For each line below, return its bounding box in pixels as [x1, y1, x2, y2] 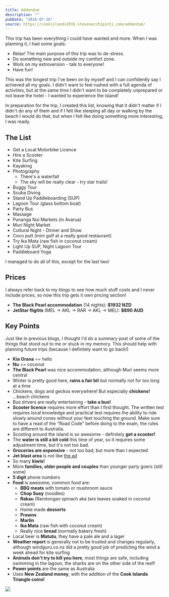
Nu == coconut [12, 361, 44, 367]
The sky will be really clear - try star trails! [20, 179, 108, 185]
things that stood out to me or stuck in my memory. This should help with [5, 340, 157, 347]
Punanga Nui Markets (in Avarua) [12, 217, 82, 223]
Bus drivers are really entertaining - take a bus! [12, 399, 111, 405]
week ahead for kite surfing [12, 549, 70, 556]
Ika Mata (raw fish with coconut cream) [20, 522, 102, 529]
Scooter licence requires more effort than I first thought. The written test [12, 404, 164, 410]
